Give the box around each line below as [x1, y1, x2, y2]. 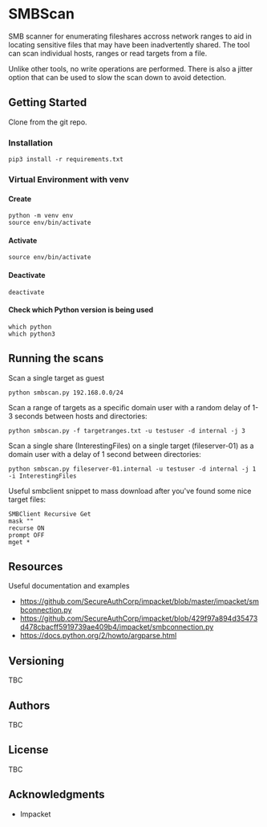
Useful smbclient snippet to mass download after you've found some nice [8, 486, 252, 495]
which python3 [8, 330, 56, 338]
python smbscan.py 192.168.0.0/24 [8, 389, 124, 397]
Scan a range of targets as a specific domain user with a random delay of [8, 402, 251, 412]
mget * [8, 538, 30, 546]
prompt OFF [8, 531, 45, 539]
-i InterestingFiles [8, 471, 78, 480]
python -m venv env [8, 212, 74, 220]
